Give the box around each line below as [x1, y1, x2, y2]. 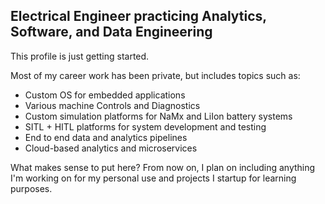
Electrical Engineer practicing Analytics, [10, 8, 267, 25]
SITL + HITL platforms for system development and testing [24, 120, 267, 133]
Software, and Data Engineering [10, 24, 213, 41]
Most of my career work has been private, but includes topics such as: [10, 69, 301, 81]
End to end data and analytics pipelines [24, 131, 188, 143]
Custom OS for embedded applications [24, 89, 186, 101]
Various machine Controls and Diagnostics [24, 99, 201, 111]
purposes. [10, 182, 53, 194]
